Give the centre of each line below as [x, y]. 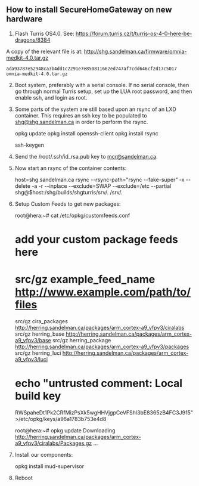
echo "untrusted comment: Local [99, 383]
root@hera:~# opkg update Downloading [65, 430]
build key [38, 396]
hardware [24, 19]
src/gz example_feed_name [85, 279]
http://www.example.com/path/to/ [103, 292]
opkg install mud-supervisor [49, 466]
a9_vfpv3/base [33, 340]
